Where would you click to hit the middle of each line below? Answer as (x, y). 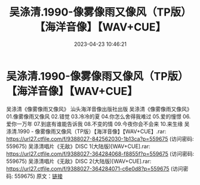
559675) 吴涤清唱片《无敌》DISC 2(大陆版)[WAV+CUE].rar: (79, 161)
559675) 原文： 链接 (39, 176)
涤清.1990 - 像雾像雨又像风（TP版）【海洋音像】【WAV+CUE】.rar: (86, 131)
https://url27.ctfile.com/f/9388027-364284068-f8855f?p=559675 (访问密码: (100, 153)
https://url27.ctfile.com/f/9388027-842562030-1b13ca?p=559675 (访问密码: (100, 138)
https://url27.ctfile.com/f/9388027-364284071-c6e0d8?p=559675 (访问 (95, 168)
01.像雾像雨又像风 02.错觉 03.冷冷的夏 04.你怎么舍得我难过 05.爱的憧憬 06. (99, 116)
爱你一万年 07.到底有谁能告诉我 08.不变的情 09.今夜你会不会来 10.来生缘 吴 (98, 124)
